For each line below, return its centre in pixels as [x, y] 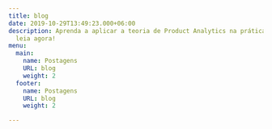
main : [25, 53]
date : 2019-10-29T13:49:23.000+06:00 [72, 23]
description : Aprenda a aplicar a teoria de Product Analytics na [123, 31]
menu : [17, 46]
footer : [29, 83]
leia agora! [36, 38]
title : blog [28, 16]
